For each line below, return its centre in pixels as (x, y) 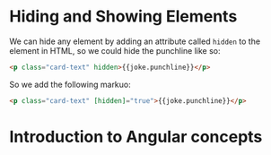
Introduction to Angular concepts (136, 137)
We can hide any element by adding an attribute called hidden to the (135, 41)
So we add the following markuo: (70, 84)
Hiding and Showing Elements (123, 17)
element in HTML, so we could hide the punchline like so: (115, 50)
